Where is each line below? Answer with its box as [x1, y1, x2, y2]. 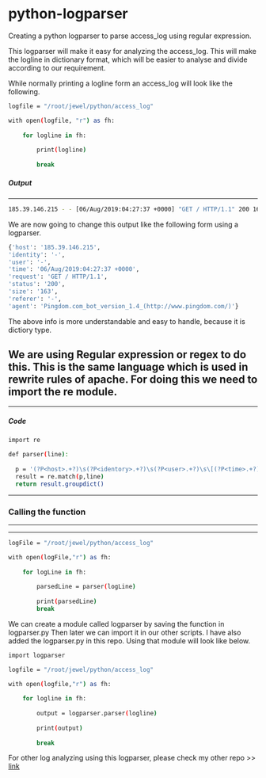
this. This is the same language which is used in [8, 360, 249, 374]
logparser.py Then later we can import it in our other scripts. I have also [8, 627, 241, 637]
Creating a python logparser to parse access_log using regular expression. [8, 31, 252, 40]
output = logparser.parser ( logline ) [36, 710, 158, 718]
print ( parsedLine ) [36, 597, 97, 606]
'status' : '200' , [8, 280, 66, 288]
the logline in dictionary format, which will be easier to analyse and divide [8, 55, 248, 64]
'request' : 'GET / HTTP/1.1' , [8, 273, 108, 281]
